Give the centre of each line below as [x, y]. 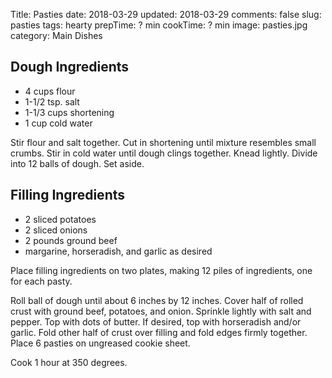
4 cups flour [50, 91]
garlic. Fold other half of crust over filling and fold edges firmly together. [159, 332]
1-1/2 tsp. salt [52, 101]
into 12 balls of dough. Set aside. [77, 163]
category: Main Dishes [56, 35]
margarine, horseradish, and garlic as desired [118, 251]
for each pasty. [41, 281]
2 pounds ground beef [71, 240]
